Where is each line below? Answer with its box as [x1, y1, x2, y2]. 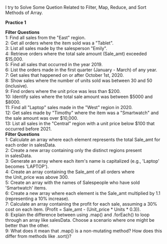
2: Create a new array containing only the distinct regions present [5, 148, 142, 153]
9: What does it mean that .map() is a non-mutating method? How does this [5, 228, 162, 234]
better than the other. [5, 222, 50, 228]
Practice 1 [5, 20, 26, 25]
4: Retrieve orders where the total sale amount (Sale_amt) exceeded [5, 51, 147, 57]
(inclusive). [5, 83, 28, 89]
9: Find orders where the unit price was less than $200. [5, 88, 121, 94]
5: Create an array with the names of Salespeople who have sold [5, 179, 140, 185]
